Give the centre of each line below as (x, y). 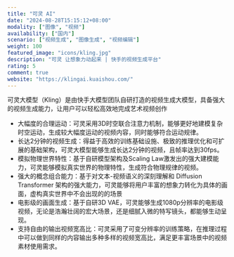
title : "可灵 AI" (32, 14)
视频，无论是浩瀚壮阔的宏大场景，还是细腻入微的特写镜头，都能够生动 (119, 211)
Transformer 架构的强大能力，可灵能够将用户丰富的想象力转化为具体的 (119, 185)
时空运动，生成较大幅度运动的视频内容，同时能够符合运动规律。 (110, 132)
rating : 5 (22, 66)
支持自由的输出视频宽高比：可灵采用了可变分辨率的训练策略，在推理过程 (122, 229)
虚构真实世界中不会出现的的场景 (76, 194)
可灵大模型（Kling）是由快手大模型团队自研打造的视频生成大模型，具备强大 (116, 100)
